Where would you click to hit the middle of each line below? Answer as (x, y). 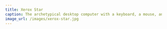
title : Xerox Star (24, 10)
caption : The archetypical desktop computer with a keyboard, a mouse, (81, 14)
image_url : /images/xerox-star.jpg (42, 19)
